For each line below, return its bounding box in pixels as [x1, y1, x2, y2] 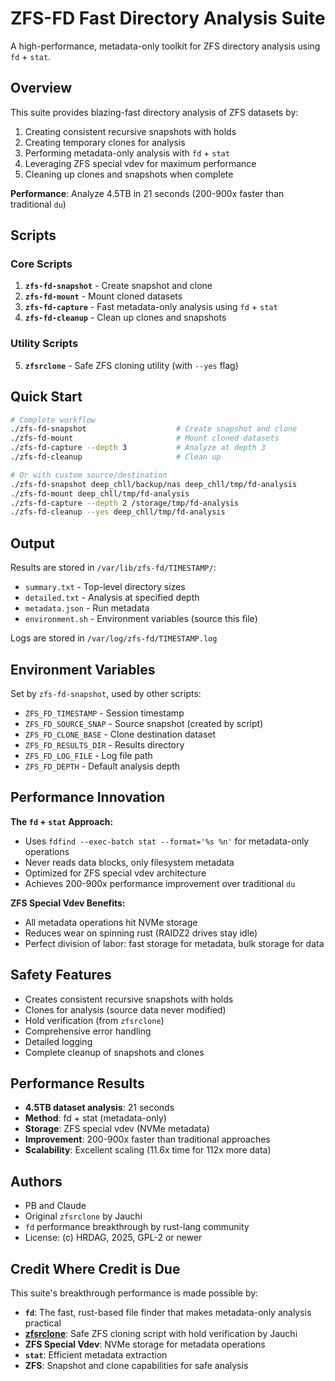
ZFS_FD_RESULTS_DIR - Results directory [24, 738, 185, 751]
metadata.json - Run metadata [24, 602, 150, 614]
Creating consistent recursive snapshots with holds [24, 125, 237, 137]
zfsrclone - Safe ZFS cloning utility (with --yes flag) [24, 359, 239, 371]
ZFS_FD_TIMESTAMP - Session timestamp [24, 707, 185, 719]
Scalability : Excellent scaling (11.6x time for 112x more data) [24, 1144, 272, 1156]
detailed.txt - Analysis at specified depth [24, 592, 200, 604]
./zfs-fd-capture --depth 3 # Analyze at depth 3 [10, 443, 267, 453]
